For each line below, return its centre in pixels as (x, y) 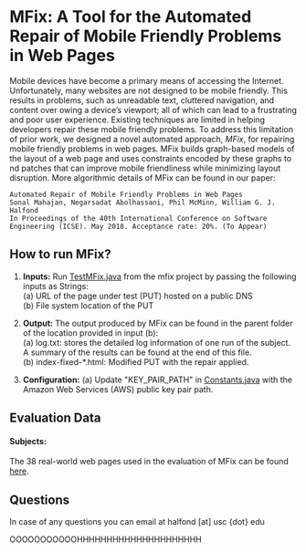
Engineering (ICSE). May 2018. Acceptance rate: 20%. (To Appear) (138, 226)
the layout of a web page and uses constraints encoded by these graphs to (151, 158)
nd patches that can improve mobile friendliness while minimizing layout (145, 168)
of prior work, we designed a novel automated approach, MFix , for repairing (152, 139)
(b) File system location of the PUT (88, 305)
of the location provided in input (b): (90, 333)
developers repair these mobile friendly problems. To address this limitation (152, 129)
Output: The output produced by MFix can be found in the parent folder (158, 323)
